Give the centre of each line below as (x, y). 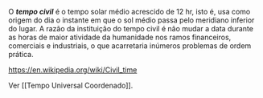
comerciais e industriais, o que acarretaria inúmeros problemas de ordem (130, 46)
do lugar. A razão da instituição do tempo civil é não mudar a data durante (131, 29)
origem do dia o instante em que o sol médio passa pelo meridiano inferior (131, 20)
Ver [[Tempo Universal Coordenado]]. (71, 85)
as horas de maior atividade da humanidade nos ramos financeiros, (120, 37)
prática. (21, 54)
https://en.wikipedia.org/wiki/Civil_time (73, 70)
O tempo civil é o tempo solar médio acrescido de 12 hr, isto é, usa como (129, 12)
